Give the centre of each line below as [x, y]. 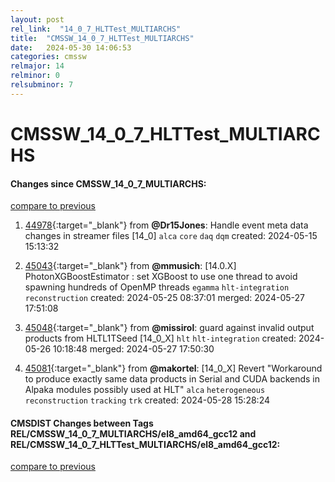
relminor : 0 [35, 76]
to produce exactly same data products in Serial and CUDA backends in [172, 379]
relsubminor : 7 [42, 85]
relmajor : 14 [37, 66]
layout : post [37, 19]
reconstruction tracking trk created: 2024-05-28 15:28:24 [147, 400]
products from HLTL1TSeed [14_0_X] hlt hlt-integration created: [160, 338]
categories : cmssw [48, 57]
